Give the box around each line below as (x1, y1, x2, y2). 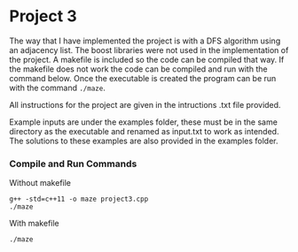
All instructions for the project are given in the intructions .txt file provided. (9, 99, 281, 110)
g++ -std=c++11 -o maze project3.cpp (9, 195, 149, 204)
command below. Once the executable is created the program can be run (9, 73, 277, 83)
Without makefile (9, 178, 72, 188)
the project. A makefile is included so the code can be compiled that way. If (9, 54, 285, 65)
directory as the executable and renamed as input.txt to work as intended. (9, 126, 279, 136)
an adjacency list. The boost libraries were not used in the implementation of (9, 44, 289, 55)
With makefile (9, 218, 59, 229)
